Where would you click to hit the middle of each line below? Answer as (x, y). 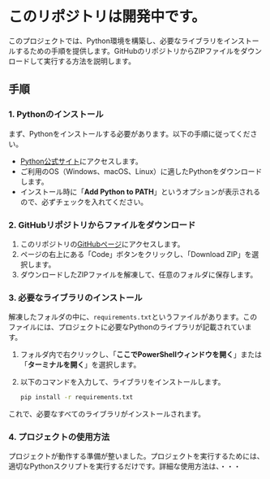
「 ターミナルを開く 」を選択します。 (80, 365)
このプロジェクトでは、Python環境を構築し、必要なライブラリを (116, 41)
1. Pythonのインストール (56, 115)
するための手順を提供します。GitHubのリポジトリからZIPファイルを (128, 50)
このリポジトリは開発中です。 (107, 17)
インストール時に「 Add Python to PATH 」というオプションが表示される (140, 191)
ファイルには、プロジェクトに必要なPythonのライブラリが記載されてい (127, 327)
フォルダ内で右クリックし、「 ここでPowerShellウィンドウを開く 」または (141, 355)
